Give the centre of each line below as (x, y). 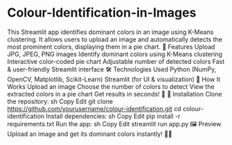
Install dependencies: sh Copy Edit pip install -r (113, 116)
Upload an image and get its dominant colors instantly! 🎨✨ (90, 134)
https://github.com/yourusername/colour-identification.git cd (94, 108)
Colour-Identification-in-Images (102, 13)
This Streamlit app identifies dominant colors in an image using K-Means (110, 32)
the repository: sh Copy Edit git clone (60, 101)
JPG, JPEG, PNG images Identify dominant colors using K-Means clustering (115, 54)
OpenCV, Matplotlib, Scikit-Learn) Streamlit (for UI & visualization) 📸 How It (114, 79)
